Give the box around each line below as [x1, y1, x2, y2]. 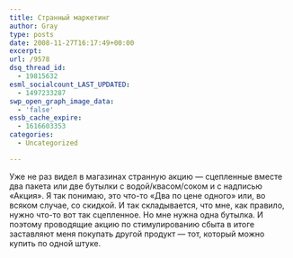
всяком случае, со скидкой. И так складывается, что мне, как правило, [9, 200, 285, 210]
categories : [9, 130, 54, 139]
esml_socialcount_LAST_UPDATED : [9, 80, 130, 89]
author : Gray [9, 22, 58, 31]
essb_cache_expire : [9, 113, 83, 122]
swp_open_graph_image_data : [9, 96, 115, 106]
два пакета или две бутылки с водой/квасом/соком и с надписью [9, 181, 263, 191]
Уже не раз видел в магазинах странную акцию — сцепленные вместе [9, 171, 283, 182]
